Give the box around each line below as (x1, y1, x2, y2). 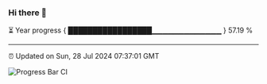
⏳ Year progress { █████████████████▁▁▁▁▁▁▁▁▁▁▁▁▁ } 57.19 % (8, 25, 253, 35)
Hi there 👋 (8, 7, 48, 18)
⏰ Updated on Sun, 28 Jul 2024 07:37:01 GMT (8, 52, 160, 61)
